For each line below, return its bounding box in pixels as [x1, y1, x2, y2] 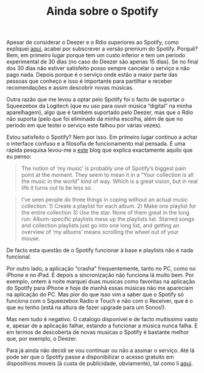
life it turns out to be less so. [21, 184, 93, 191]
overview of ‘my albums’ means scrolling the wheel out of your [21, 229, 179, 236]
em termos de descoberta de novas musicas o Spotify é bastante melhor [6, 329, 189, 336]
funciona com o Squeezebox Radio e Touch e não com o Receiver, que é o [6, 297, 193, 305]
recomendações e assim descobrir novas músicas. [6, 84, 134, 91]
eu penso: [6, 153, 32, 160]
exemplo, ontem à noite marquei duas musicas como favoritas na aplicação [6, 278, 195, 285]
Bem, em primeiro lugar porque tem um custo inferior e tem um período [6, 52, 186, 59]
